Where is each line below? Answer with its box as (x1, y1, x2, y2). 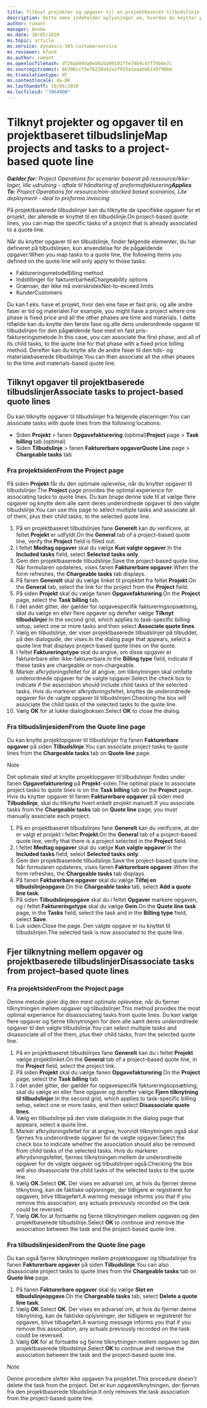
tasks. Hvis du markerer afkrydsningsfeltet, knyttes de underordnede (15, 687, 191, 694)
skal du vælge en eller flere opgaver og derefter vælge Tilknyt (15, 609, 174, 616)
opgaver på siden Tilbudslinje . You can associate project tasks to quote (7, 743, 189, 750)
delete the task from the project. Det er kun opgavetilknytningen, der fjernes (7, 1382, 200, 1389)
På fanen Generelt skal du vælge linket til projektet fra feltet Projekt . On (15, 577, 196, 584)
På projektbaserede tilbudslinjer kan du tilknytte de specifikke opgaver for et (7, 206, 200, 214)
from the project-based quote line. (7, 1394, 94, 1402)
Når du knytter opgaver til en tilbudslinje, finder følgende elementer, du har (7, 238, 196, 245)
